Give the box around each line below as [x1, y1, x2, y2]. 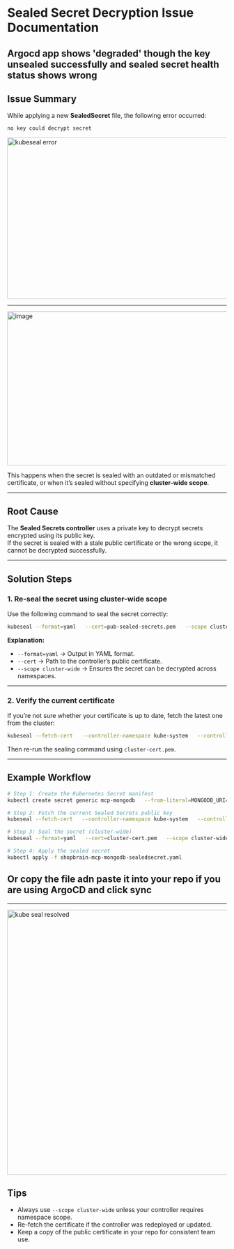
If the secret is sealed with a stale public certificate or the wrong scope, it [7, 539, 218, 547]
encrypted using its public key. [7, 532, 95, 540]
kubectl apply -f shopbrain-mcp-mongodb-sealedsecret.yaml [7, 853, 182, 861]
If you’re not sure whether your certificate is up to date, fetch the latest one [7, 712, 223, 720]
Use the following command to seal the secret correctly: [7, 609, 169, 618]
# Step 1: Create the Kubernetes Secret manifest [7, 790, 155, 797]
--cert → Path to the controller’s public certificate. [17, 657, 162, 665]
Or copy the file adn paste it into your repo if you [7, 874, 221, 885]
